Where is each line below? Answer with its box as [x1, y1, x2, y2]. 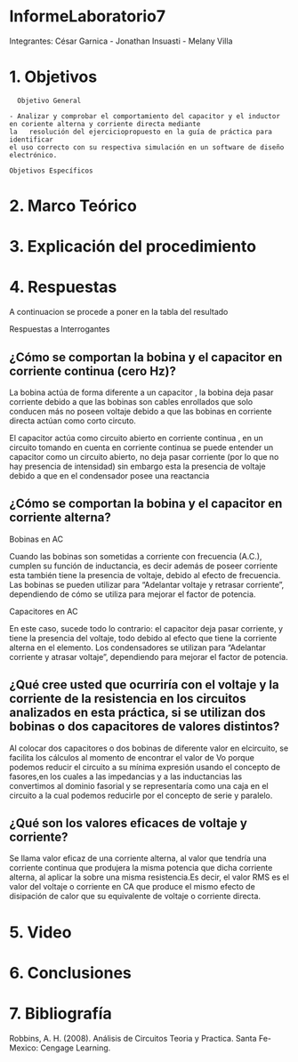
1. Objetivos [9, 67, 98, 87]
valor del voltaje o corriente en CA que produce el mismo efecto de [9, 881, 255, 892]
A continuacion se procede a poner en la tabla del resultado [9, 307, 229, 318]
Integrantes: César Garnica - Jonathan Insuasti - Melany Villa [9, 36, 233, 46]
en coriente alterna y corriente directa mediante [9, 119, 201, 128]
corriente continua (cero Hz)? [9, 363, 176, 379]
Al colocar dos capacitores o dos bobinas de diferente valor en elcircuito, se [9, 743, 289, 753]
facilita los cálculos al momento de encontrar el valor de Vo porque [9, 752, 255, 762]
